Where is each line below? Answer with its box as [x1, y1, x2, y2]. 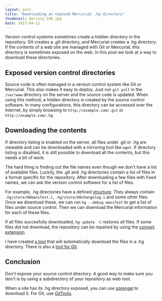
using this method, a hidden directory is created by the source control [5, 97, 145, 103]
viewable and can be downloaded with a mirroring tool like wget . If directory [5, 144, 156, 150]
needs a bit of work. [5, 155, 45, 160]
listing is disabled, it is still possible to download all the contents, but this [5, 149, 150, 155]
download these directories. [5, 54, 61, 61]
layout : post [5, 7, 32, 12]
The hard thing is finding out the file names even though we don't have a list [5, 164, 157, 170]
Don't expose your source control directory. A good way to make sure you [5, 270, 153, 276]
